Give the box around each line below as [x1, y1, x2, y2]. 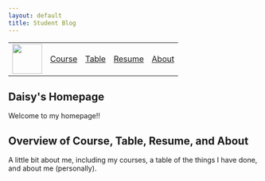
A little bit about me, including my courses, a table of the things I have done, [8, 156, 258, 165]
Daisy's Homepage [8, 90, 105, 103]
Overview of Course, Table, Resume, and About [8, 134, 249, 148]
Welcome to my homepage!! [8, 111, 101, 121]
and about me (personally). [8, 164, 97, 173]
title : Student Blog [8, 19, 77, 27]
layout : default [8, 11, 62, 20]
